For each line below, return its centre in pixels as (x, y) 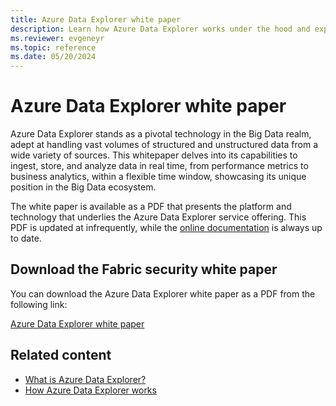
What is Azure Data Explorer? (85, 379)
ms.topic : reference (53, 47)
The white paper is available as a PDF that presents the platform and (151, 207)
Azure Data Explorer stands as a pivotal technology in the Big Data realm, (161, 134)
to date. (26, 238)
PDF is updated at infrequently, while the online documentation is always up (166, 228)
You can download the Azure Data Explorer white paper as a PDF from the (163, 293)
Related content (61, 355)
